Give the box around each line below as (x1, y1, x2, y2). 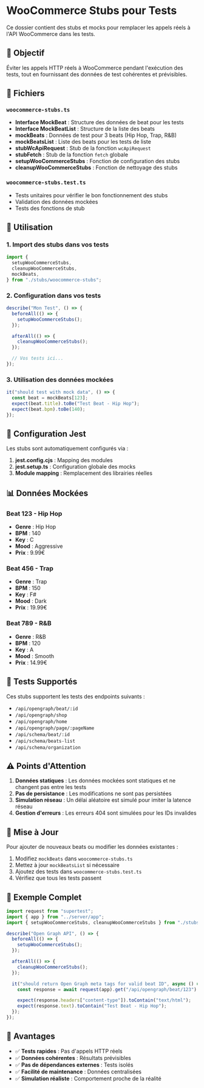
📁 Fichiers (6, 88, 45, 99)
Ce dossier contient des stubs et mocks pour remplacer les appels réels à (6, 24, 191, 31)
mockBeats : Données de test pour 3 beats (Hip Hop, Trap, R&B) (15, 132, 177, 139)
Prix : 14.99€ (15, 659, 47, 666)
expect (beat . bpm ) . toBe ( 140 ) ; (12, 406, 86, 412)
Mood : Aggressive (15, 542, 63, 550)
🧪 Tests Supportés (6, 676, 78, 687)
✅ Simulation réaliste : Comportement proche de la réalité (15, 1075, 162, 1082)
